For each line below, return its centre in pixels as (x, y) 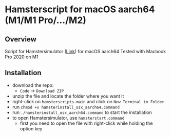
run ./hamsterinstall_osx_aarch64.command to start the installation (82, 112)
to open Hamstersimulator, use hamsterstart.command (68, 118)
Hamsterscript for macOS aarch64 (80, 9)
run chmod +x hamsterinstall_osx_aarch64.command (66, 107)
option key (31, 128)
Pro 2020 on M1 (22, 57)
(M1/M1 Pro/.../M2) (46, 20)
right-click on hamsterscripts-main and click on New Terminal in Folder (88, 101)
